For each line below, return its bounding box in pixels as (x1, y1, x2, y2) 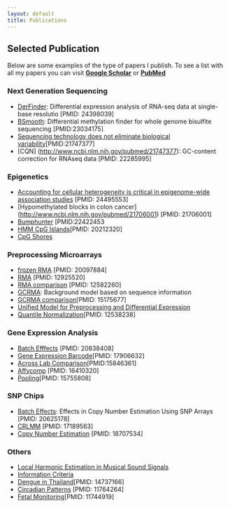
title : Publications (7, 17, 68, 24)
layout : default (7, 10, 55, 18)
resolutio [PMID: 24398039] (33, 109, 114, 118)
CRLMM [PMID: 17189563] (17, 422, 94, 430)
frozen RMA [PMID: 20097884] (17, 266, 107, 274)
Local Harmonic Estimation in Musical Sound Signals (17, 463, 169, 472)
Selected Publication (7, 43, 100, 55)
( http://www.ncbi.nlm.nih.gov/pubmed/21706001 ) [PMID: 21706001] (17, 210, 212, 218)
